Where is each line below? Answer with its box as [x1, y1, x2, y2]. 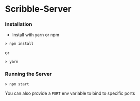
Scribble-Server [5, 3, 71, 15]
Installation [5, 21, 33, 28]
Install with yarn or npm [12, 32, 60, 38]
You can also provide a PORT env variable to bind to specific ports [5, 90, 135, 96]
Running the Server [5, 71, 52, 78]
